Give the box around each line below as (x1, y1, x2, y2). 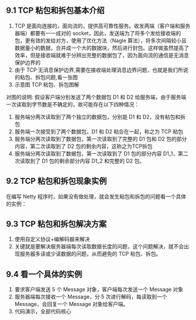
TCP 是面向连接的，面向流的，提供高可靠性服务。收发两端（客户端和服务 (14, 22, 191, 29)
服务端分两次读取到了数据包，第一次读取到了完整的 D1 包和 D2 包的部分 (14, 135, 187, 142)
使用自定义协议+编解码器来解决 (14, 235, 91, 242)
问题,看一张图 (45, 73, 78, 80)
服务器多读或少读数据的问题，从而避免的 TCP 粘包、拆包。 (19, 250, 161, 257)
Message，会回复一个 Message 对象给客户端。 (14, 301, 129, 308)
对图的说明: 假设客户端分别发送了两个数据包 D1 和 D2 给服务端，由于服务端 (6, 93, 187, 100)
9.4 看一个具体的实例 (6, 269, 82, 279)
